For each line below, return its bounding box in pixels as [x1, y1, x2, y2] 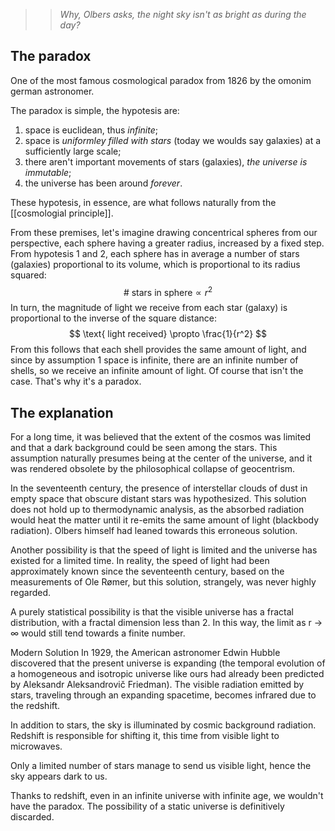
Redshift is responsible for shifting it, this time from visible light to [10, 730, 280, 742]
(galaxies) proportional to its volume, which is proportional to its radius [10, 258, 301, 270]
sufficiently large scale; [24, 145, 122, 157]
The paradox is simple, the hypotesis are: [10, 104, 180, 116]
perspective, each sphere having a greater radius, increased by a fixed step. [10, 237, 325, 249]
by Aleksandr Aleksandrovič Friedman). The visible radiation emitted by [10, 679, 305, 691]
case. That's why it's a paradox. [10, 375, 142, 388]
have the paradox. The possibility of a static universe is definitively [10, 800, 285, 813]
